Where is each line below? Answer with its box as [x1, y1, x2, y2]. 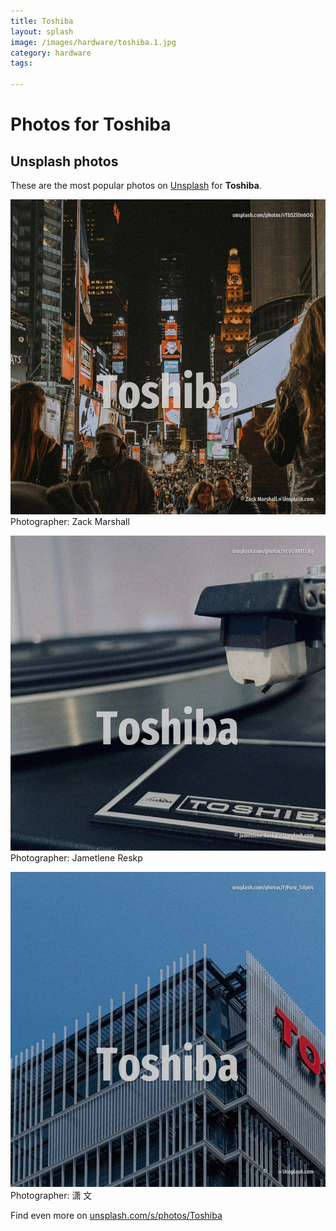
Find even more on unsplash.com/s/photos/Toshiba [10, 1210, 223, 1221]
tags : [10, 58, 33, 69]
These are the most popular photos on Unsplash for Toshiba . [10, 180, 262, 191]
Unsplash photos [10, 153, 119, 170]
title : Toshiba [10, 16, 74, 26]
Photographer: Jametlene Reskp [10, 852, 143, 864]
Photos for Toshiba [10, 113, 172, 136]
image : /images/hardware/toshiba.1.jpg [10, 37, 177, 47]
